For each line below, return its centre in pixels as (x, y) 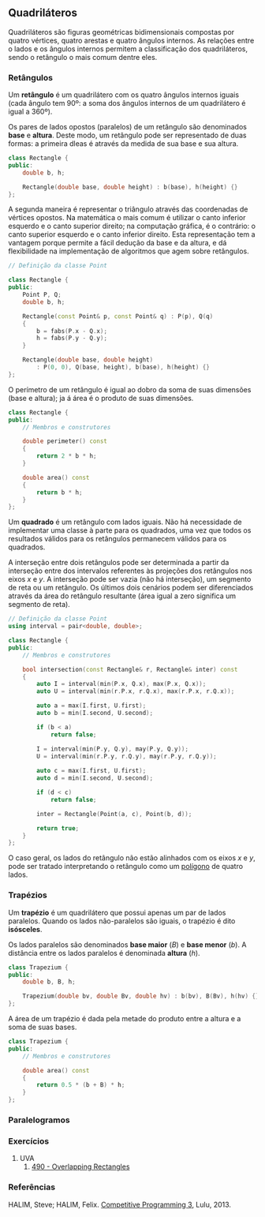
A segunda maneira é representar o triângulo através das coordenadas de (128, 209)
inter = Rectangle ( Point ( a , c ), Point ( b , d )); (114, 814)
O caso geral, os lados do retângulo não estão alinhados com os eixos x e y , (132, 858)
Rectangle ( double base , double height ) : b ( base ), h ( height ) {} (130, 187)
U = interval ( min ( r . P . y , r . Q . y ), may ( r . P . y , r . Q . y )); (127, 756)
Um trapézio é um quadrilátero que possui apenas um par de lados (117, 912)
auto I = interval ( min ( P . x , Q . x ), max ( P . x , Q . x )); (121, 684)
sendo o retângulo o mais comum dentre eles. (83, 57)
